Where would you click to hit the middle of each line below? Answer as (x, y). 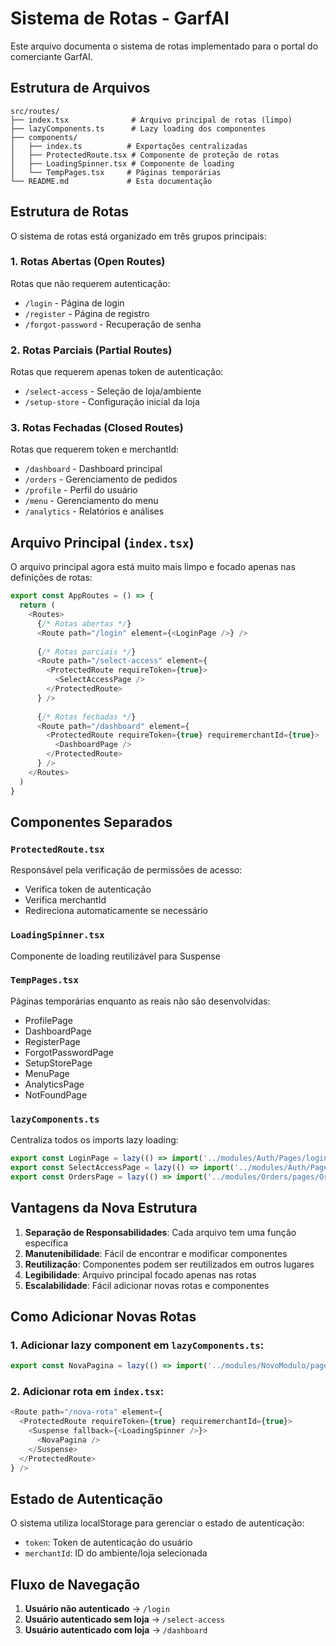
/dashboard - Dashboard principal (93, 469)
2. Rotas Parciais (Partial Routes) (91, 350)
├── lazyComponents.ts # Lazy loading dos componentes (138, 128)
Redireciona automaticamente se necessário (116, 911)
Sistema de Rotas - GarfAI (120, 18)
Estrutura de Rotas (69, 212)
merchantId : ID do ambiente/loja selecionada (116, 1553)
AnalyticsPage (54, 1084)
